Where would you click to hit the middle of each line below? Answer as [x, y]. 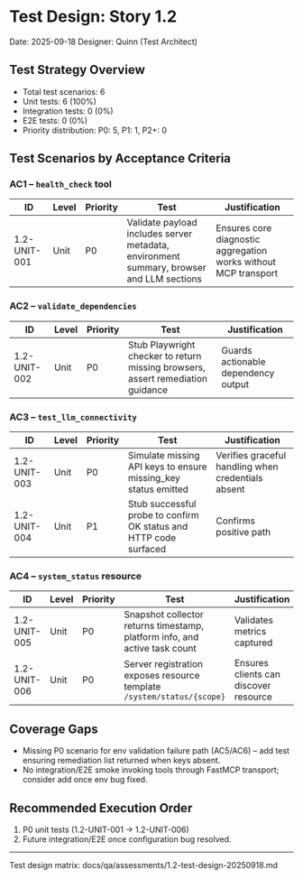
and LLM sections [165, 279]
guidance [148, 390]
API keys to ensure [167, 467]
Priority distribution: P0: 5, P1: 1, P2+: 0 [95, 130]
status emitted [158, 489]
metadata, [148, 245]
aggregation [242, 251]
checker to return [165, 356]
